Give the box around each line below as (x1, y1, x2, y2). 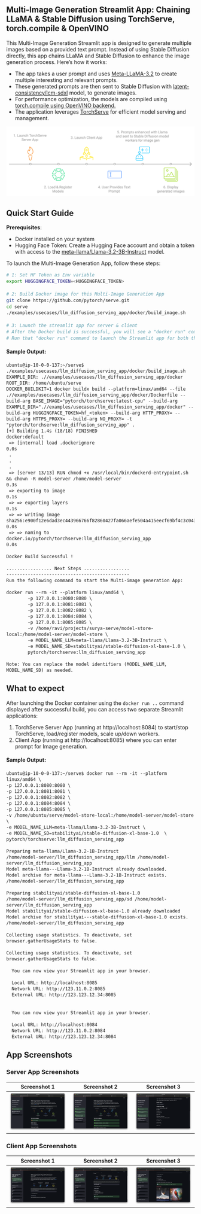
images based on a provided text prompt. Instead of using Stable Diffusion (6, 45, 190, 53)
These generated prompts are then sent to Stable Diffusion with (14, 83, 172, 90)
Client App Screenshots (6, 1142, 77, 1151)
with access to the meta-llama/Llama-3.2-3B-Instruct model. (14, 248, 165, 255)
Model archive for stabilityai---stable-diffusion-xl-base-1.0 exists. (6, 914, 188, 920)
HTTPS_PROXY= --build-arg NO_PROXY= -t (32, 416, 133, 422)
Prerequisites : (6, 224, 42, 231)
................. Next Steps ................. (6, 565, 130, 571)
